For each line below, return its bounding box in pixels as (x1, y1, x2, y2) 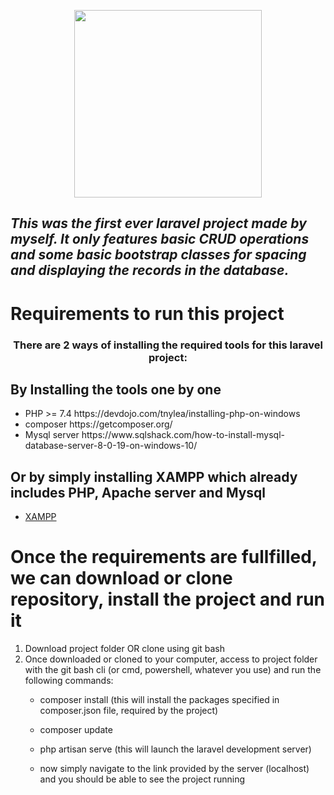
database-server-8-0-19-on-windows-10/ (24, 440, 198, 452)
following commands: (24, 675, 114, 687)
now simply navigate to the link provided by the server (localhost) (39, 763, 310, 775)
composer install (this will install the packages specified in (39, 694, 280, 706)
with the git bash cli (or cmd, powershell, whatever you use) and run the (24, 664, 322, 676)
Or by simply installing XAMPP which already (10, 468, 298, 485)
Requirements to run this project (10, 302, 285, 325)
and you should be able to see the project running (39, 773, 246, 785)
